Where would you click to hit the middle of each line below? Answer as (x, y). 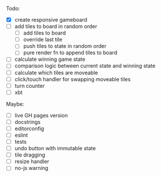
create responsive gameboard (51, 20)
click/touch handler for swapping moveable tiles (72, 79)
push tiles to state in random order (65, 46)
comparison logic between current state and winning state (85, 66)
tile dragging (30, 155)
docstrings (28, 122)
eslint (21, 135)
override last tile (43, 40)
